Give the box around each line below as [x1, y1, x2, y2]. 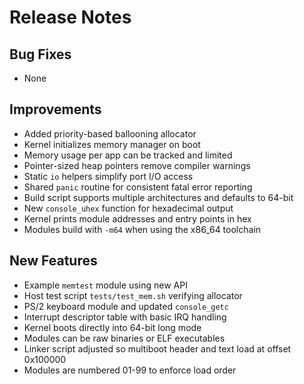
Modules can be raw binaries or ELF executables [23, 332, 226, 344]
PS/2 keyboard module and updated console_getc [23, 300, 229, 312]
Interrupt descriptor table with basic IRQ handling [23, 311, 227, 323]
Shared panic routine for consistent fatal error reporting [23, 181, 253, 193]
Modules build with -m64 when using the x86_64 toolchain [23, 223, 262, 235]
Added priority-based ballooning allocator [23, 127, 197, 140]
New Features [9, 252, 98, 270]
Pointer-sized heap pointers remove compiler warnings [23, 159, 251, 171]
